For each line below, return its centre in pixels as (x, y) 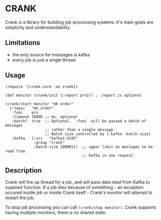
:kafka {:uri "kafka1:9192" (45, 138)
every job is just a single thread (44, 60)
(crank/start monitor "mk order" (39, 104)
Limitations (23, 43)
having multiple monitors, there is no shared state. (56, 213)
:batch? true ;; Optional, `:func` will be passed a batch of (79, 121)
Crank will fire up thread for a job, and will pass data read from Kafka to (78, 182)
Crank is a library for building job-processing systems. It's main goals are (79, 22)
